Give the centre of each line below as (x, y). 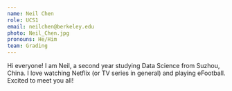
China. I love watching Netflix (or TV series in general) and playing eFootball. (116, 73)
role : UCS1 (23, 20)
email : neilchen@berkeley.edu (51, 26)
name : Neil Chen (30, 14)
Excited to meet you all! (41, 80)
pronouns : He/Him (32, 40)
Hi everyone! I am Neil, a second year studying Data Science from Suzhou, (114, 66)
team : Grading (28, 46)
